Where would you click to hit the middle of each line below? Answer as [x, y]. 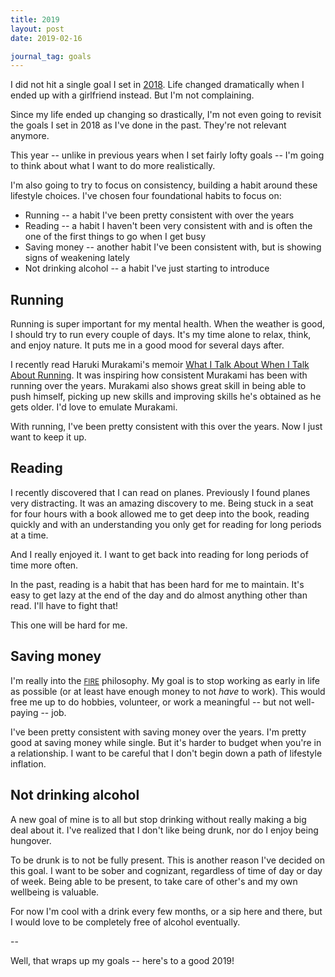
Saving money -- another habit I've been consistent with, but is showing [173, 247]
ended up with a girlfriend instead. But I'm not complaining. [132, 95]
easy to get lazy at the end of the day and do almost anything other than [159, 595]
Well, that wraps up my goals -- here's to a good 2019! [122, 960]
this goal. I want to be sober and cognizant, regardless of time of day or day [166, 870]
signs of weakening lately [77, 258]
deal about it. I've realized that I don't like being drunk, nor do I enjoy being [164, 830]
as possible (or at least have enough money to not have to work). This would [168, 691]
